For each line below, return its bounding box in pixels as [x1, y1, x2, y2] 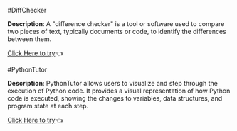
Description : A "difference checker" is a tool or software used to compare [7, 20, 225, 28]
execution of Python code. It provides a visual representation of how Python [7, 86, 231, 95]
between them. [7, 35, 52, 43]
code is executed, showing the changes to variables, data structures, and [7, 94, 223, 102]
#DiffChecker [7, 6, 47, 14]
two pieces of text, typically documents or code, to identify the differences [7, 28, 226, 35]
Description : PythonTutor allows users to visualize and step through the [7, 79, 218, 87]
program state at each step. [7, 102, 89, 110]
